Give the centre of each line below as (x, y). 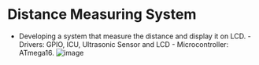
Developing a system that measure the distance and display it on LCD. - (135, 36)
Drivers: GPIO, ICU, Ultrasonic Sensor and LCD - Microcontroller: (124, 44)
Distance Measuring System (102, 14)
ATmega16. (36, 52)
